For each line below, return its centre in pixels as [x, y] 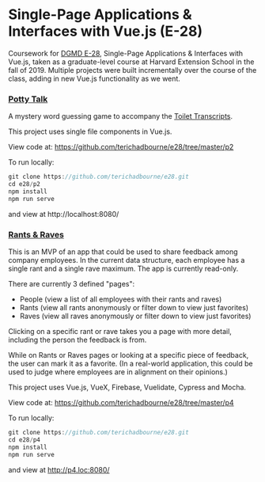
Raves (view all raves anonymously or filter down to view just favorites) [135, 316]
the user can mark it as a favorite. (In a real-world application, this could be [131, 364]
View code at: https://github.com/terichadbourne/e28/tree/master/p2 [121, 147]
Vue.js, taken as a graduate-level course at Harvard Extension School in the [131, 62]
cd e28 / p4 [25, 440]
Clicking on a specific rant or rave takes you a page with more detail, [120, 332]
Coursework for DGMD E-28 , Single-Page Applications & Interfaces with [126, 53]
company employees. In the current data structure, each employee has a [127, 260]
